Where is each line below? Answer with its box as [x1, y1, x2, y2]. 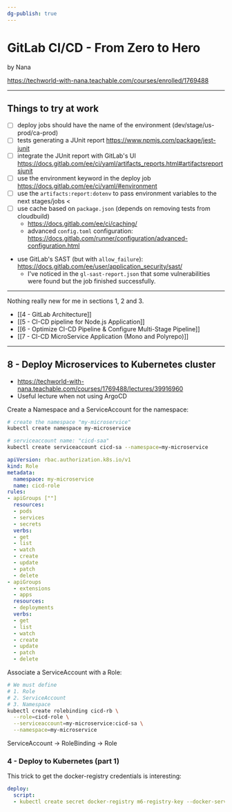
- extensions [13, 585, 51, 592]
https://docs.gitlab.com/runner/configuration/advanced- [27, 234, 188, 242]
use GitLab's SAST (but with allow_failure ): [17, 255, 144, 263]
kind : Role [7, 463, 39, 470]
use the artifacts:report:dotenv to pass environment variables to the [17, 189, 217, 197]
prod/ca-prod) [17, 129, 59, 137]
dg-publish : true [7, 10, 57, 17]
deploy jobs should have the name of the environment [17, 121, 171, 129]
